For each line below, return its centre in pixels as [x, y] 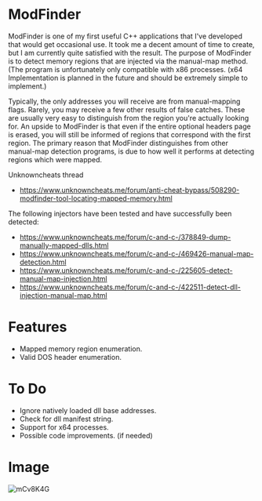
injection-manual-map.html [63, 295]
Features [38, 327]
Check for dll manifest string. [66, 419]
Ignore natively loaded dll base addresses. [88, 410]
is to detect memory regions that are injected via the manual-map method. [128, 61]
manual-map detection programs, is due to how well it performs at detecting [131, 151]
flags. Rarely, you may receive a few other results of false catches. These [127, 109]
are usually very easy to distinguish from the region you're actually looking [129, 118]
